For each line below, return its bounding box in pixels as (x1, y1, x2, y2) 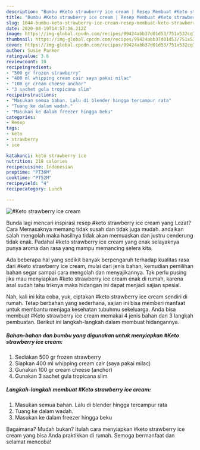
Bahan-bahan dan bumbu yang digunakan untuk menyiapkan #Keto (6, 332, 180, 339)
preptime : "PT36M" (6, 169, 52, 175)
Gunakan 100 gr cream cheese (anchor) (14, 366, 113, 373)
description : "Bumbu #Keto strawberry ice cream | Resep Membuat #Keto (6, 8, 187, 15)
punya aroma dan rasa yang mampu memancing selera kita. (6, 244, 153, 251)
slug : (6, 20, 20, 26)
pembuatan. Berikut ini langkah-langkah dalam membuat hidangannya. (6, 318, 180, 325)
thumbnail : (6, 36, 33, 42)
